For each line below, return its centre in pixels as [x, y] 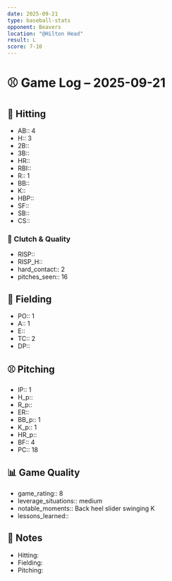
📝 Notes [25, 538]
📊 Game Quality [44, 473]
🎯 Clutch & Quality [39, 239]
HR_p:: [27, 434]
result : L [22, 40]
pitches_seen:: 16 [43, 277]
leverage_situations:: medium [60, 501]
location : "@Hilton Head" [45, 34]
